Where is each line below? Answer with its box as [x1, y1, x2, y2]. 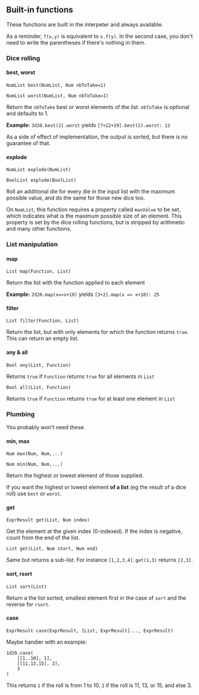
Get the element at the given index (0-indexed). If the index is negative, [6, 527, 183, 535]
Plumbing [6, 410, 35, 418]
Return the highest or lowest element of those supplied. [6, 472, 144, 479]
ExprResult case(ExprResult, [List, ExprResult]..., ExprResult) [6, 627, 173, 634]
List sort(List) [6, 583, 47, 590]
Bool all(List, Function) [6, 384, 71, 391]
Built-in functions [6, 5, 73, 15]
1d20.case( [6, 650, 34, 656]
